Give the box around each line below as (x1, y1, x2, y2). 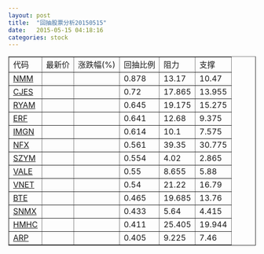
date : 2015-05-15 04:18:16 (8, 26, 104, 34)
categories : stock (8, 33, 68, 42)
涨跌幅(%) (77, 60, 116, 71)
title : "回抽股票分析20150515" (8, 19, 108, 27)
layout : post (8, 11, 51, 20)
